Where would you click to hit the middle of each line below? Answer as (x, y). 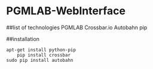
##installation (23, 39)
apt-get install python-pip (41, 50)
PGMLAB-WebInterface (66, 11)
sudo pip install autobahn (40, 60)
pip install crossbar (44, 55)
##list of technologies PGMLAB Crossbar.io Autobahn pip (77, 27)
